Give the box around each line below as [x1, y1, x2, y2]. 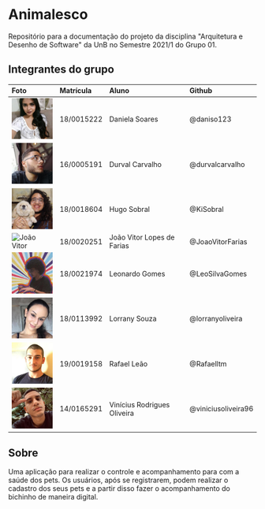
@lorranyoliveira [188, 314, 243, 324]
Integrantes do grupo [8, 63, 114, 76]
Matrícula [59, 86, 92, 95]
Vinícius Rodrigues [109, 399, 170, 409]
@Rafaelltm [188, 359, 227, 368]
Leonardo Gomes [109, 269, 166, 278]
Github [188, 86, 213, 95]
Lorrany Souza [109, 314, 157, 324]
